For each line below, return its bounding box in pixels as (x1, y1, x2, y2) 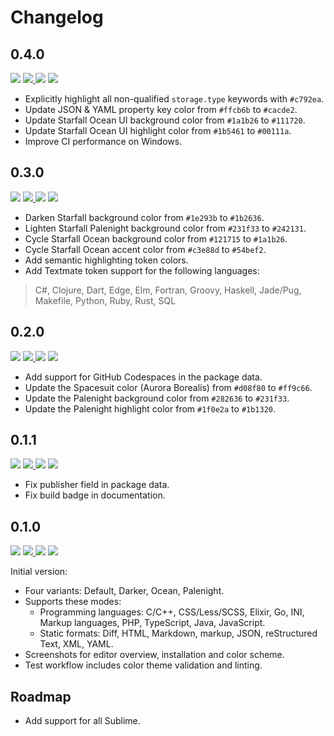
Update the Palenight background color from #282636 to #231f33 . (24, 392, 290, 404)
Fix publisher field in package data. (24, 479, 170, 491)
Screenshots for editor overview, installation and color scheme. (24, 649, 285, 661)
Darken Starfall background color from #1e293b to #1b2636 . (24, 211, 265, 223)
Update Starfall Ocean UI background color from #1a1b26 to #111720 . (24, 114, 306, 126)
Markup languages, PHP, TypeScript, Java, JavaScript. (39, 617, 266, 629)
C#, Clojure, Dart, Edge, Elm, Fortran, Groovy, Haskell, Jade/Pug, (34, 284, 302, 296)
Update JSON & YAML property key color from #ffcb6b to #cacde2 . (24, 104, 298, 115)
